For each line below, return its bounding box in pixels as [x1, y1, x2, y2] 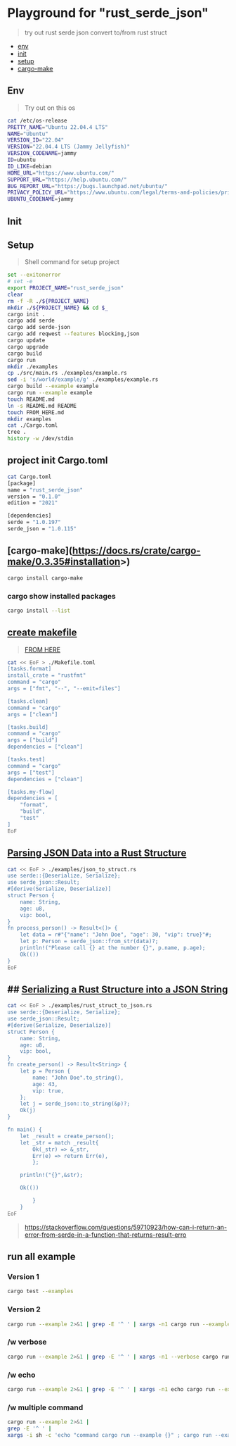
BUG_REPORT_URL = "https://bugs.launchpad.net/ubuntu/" [7, 182, 169, 189]
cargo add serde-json [7, 324, 71, 331]
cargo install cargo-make [7, 574, 83, 582]
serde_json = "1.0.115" [7, 525, 77, 532]
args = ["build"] [7, 737, 58, 744]
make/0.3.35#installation [7, 556, 121, 568]
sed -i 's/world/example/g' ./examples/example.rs [7, 376, 159, 383]
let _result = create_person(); [20, 1133, 114, 1140]
